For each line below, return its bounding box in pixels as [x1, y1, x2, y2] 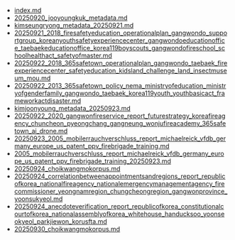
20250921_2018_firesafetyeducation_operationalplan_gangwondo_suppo [13, 28, 228, 37]
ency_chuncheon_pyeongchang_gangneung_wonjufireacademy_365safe [13, 119, 226, 127]
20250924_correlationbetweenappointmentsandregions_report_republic [13, 172, 226, 180]
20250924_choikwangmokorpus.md [13, 165, 121, 173]
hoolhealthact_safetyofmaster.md [13, 51, 112, 60]
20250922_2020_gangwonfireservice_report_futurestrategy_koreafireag [13, 111, 226, 120]
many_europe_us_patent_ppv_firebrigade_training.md [13, 142, 170, 150]
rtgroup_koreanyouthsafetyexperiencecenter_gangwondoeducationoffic [13, 36, 225, 45]
